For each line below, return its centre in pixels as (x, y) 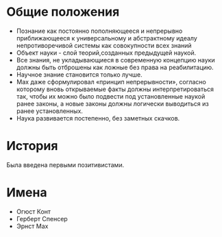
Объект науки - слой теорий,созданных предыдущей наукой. (106, 53)
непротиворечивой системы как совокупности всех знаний (104, 45)
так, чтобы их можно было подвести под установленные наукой (111, 96)
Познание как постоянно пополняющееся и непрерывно (99, 31)
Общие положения (63, 12)
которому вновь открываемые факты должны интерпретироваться (115, 89)
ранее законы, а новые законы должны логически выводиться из (113, 103)
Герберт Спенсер (42, 219)
